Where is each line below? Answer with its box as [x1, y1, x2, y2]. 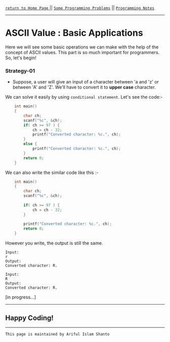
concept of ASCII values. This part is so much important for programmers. [5, 49, 160, 55]
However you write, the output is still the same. [5, 240, 103, 246]
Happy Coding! [5, 314, 54, 322]
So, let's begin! [5, 55, 37, 61]
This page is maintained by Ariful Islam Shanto [5, 331, 110, 336]
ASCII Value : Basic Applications [5, 27, 143, 39]
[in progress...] [5, 294, 36, 301]
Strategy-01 [5, 67, 35, 74]
